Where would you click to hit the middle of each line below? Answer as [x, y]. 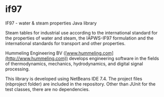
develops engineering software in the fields [114, 58]
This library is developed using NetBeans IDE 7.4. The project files [74, 78]
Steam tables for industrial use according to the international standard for [81, 32]
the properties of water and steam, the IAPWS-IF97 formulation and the [79, 38]
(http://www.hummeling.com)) [37, 58]
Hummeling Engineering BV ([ [36, 53]
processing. [18, 69]
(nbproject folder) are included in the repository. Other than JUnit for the [80, 84]
